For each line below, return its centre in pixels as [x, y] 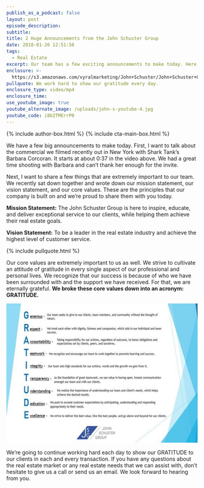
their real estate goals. [34, 221]
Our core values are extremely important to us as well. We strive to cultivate [101, 262]
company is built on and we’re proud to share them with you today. [90, 196]
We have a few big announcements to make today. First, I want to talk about [101, 145]
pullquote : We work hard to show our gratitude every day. [83, 83]
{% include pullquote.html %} [43, 251]
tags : [13, 52]
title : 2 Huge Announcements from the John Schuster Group [83, 39]
